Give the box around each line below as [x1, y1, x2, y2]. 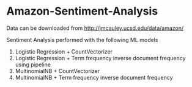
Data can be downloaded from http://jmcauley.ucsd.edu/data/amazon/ [6, 24, 184, 32]
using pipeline [15, 61, 51, 68]
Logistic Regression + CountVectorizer [15, 47, 113, 55]
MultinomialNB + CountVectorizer [15, 67, 100, 74]
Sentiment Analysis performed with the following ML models [6, 36, 158, 43]
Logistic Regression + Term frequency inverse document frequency [15, 54, 186, 61]
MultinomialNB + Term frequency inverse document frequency [15, 74, 173, 81]
